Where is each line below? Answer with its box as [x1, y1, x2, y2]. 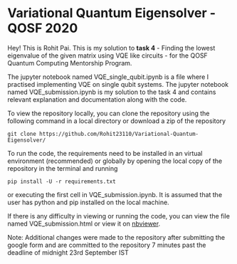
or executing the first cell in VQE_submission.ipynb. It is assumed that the [7, 190, 223, 199]
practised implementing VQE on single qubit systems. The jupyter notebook [7, 80, 229, 88]
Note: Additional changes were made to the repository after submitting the [7, 233, 226, 241]
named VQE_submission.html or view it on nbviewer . [7, 219, 161, 228]
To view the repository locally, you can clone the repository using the [7, 109, 210, 117]
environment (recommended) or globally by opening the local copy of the [7, 157, 223, 165]
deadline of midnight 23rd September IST [7, 248, 130, 257]
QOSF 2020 [7, 20, 78, 36]
